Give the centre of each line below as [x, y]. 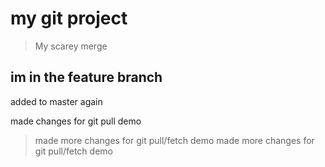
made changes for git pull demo [76, 121]
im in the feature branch [86, 77]
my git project [69, 18]
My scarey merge [71, 46]
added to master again [56, 101]
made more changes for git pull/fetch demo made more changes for [174, 140]
